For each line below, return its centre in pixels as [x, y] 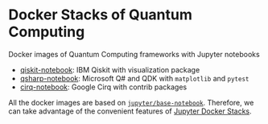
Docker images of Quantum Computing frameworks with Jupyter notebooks [134, 54]
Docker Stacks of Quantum [101, 15]
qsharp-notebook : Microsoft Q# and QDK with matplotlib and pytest [134, 78]
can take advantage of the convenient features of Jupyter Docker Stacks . [130, 111]
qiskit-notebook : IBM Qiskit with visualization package [110, 69]
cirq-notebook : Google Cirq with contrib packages [103, 87]
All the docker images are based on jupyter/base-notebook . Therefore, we [131, 102]
